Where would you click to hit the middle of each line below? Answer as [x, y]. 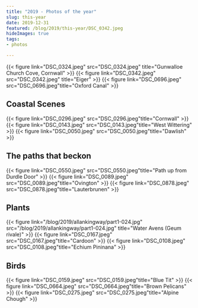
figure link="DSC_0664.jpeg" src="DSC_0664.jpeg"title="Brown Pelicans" [96, 286]
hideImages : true [28, 34]
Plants [18, 208]
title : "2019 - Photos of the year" [51, 12]
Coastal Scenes [36, 104]
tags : [13, 39]
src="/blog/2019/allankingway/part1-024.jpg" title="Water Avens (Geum [94, 228]
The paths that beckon [49, 156]
